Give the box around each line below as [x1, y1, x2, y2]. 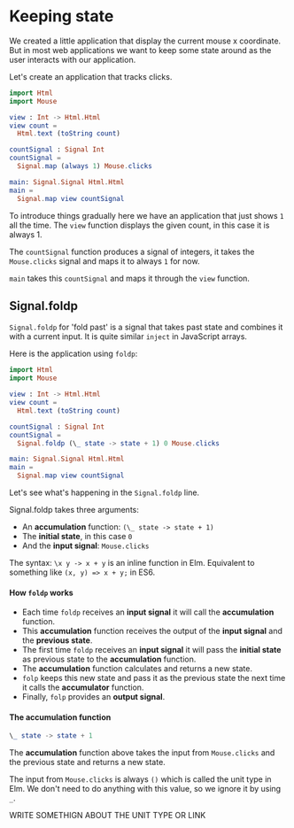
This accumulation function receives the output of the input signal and [21, 626, 283, 637]
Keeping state [9, 6, 114, 27]
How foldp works [9, 587, 73, 598]
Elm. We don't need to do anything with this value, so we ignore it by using [9, 784, 282, 794]
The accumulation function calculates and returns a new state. [21, 663, 252, 674]
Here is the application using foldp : [9, 348, 138, 360]
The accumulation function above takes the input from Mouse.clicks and [9, 747, 275, 758]
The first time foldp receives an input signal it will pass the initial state [21, 645, 282, 655]
